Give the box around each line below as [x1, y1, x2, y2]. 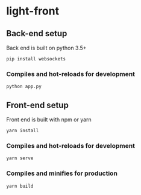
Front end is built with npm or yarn [6, 116, 92, 123]
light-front [6, 4, 59, 18]
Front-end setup [6, 100, 69, 110]
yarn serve [6, 155, 34, 161]
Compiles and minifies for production [6, 169, 117, 177]
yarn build [6, 183, 34, 189]
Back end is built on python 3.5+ [6, 44, 87, 51]
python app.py [6, 83, 42, 90]
